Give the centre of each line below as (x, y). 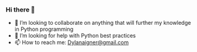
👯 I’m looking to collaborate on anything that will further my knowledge (103, 23)
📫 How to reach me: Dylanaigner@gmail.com (72, 42)
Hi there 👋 (21, 10)
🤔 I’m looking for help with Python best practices (75, 36)
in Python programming (44, 29)
